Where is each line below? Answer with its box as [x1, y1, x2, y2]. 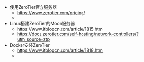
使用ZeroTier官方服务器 [9, 4, 57, 10]
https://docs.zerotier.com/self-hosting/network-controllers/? [17, 31, 139, 37]
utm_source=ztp [17, 36, 50, 42]
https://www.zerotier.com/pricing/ [17, 10, 85, 15]
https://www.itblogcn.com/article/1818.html [17, 47, 104, 53]
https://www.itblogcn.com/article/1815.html [17, 26, 103, 31]
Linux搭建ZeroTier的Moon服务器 [9, 21, 75, 26]
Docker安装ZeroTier [9, 42, 50, 47]
